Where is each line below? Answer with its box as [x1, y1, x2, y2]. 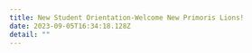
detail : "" [9, 30, 51, 39]
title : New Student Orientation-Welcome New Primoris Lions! [9, 13, 245, 22]
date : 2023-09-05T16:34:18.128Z [9, 22, 131, 31]
